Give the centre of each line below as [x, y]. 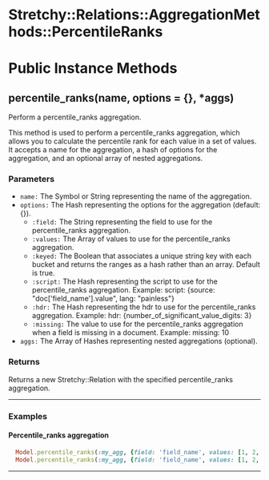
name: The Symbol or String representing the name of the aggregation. [136, 196]
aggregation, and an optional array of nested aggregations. [106, 159]
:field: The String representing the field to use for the [122, 222]
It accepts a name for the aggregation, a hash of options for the [113, 150]
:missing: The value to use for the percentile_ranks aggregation [138, 324]
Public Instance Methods [93, 69]
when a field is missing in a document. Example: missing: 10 [130, 333]
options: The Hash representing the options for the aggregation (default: [140, 205]
